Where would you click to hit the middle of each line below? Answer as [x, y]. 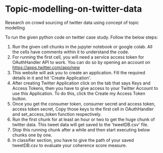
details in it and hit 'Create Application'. [52, 78]
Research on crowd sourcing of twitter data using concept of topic [72, 22]
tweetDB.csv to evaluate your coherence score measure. [70, 145]
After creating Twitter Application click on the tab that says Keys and [81, 83]
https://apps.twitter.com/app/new [46, 67]
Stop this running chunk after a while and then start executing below [81, 130]
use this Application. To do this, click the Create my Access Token [79, 93]
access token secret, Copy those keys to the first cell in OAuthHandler [83, 109]
